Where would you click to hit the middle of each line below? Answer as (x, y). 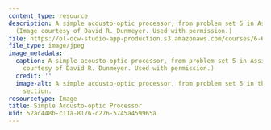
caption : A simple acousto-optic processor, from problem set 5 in (131, 61)
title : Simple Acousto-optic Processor (75, 106)
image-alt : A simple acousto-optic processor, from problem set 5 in (135, 83)
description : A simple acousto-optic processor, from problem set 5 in (131, 23)
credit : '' (34, 76)
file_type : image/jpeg (46, 46)
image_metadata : (35, 53)
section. (38, 91)
